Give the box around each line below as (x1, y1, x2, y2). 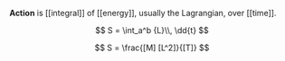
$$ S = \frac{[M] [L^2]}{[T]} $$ (94, 42, 210, 53)
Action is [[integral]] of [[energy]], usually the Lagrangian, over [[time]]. (9, 8, 277, 18)
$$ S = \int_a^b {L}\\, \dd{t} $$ (94, 25, 210, 35)
